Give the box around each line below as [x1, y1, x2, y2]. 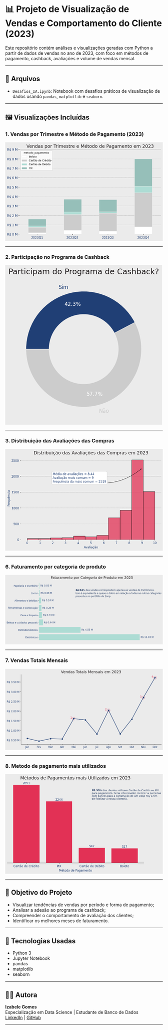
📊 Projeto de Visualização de [5, 4, 129, 15]
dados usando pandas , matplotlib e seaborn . [12, 93, 103, 99]
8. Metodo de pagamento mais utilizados [5, 762, 106, 769]
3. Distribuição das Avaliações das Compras [5, 437, 114, 444]
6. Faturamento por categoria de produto [5, 563, 106, 570]
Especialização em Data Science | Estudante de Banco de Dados [5, 1009, 138, 1015]
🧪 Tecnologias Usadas [5, 937, 76, 945]
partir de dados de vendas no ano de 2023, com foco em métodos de [5, 50, 148, 56]
